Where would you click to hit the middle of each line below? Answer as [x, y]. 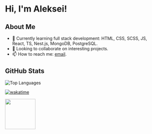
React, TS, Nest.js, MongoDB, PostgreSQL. [55, 44]
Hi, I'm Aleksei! [36, 9]
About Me [20, 27]
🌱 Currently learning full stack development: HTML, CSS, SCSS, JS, [79, 38]
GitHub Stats [25, 71]
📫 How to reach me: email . [39, 54]
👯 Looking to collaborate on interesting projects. [60, 49]
